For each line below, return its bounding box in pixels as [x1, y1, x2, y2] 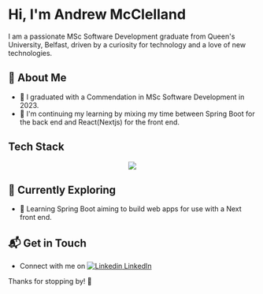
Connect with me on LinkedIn [19, 262, 152, 271]
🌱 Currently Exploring [8, 183, 117, 196]
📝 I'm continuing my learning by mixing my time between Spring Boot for [19, 109, 255, 118]
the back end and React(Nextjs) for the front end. [19, 117, 180, 127]
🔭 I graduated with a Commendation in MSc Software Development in [19, 92, 245, 102]
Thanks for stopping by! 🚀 [8, 277, 92, 286]
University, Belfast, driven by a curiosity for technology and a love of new [8, 39, 246, 49]
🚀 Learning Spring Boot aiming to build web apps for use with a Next [19, 204, 242, 214]
